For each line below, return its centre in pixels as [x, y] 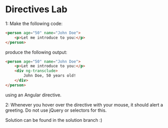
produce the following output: [36, 52]
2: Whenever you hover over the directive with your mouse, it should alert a [84, 105]
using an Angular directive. [34, 95]
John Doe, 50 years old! [50, 76]
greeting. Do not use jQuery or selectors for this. [56, 110]
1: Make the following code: [34, 23]
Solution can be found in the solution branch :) [54, 120]
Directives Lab [36, 9]
